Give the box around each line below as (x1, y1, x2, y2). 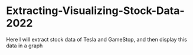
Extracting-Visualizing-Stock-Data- (6, 4, 185, 18)
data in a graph (6, 42, 43, 49)
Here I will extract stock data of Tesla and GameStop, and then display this (6, 36, 187, 43)
